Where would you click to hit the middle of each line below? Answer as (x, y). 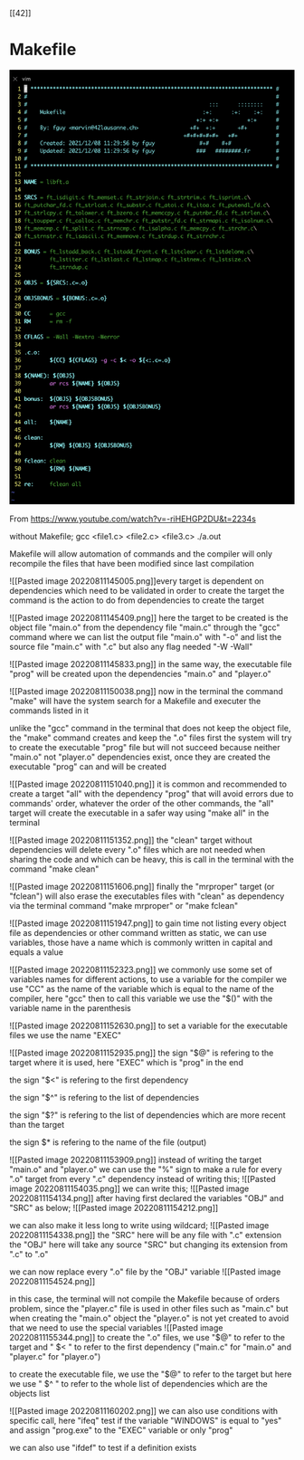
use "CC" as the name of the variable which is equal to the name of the (142, 988)
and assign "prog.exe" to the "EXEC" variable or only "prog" (121, 1430)
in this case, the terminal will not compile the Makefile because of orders (145, 1299)
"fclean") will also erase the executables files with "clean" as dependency (147, 896)
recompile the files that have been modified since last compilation (132, 563)
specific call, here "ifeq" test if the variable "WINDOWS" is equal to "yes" (146, 1420)
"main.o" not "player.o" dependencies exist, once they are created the (140, 757)
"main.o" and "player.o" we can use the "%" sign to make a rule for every (146, 1169)
